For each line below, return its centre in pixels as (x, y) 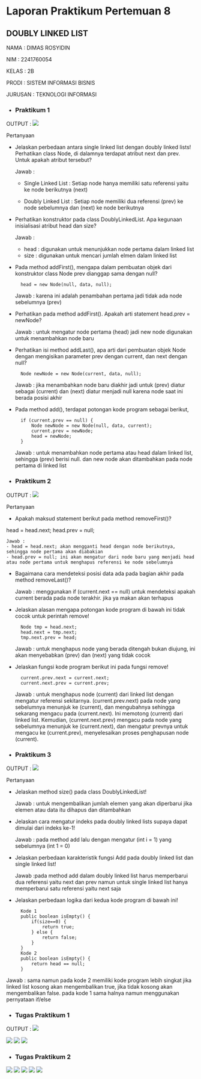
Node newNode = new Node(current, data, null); (81, 374)
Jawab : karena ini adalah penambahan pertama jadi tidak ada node (98, 296)
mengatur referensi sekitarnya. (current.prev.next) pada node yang (97, 700)
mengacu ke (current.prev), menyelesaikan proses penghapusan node (102, 732)
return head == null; (58, 964)
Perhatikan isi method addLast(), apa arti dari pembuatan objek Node (100, 350)
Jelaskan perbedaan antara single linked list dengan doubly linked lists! (103, 147)
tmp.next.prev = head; (49, 637)
